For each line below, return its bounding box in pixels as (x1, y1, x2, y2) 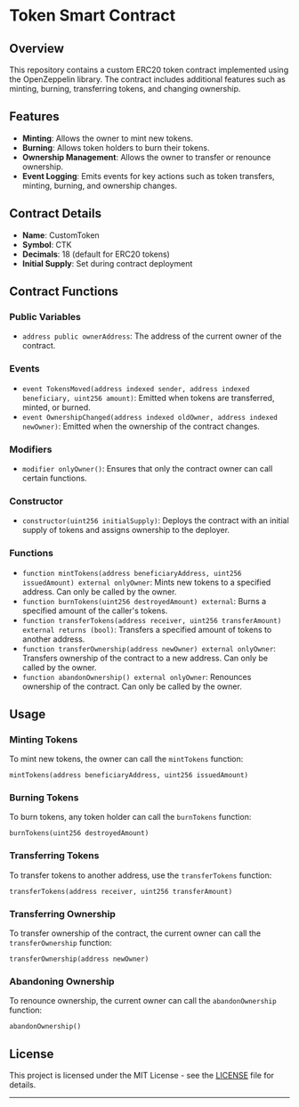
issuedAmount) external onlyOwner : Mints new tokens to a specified (21, 577, 271, 587)
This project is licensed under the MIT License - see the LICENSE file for (9, 1070, 274, 1081)
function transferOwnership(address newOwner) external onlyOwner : (21, 643, 276, 653)
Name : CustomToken (21, 229, 100, 241)
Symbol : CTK (21, 239, 73, 250)
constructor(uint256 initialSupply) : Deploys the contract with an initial (21, 515, 289, 526)
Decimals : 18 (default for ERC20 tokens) (21, 249, 171, 259)
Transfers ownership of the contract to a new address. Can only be (21, 652, 269, 663)
